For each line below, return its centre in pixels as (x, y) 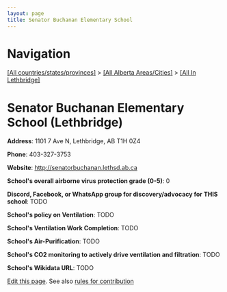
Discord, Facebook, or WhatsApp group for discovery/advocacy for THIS (112, 194)
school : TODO (27, 202)
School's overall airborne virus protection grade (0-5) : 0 (89, 181)
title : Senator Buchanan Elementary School (70, 20)
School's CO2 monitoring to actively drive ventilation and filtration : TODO (113, 255)
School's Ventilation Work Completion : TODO (73, 228)
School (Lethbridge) (65, 122)
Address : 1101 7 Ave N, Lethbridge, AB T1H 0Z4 (74, 141)
